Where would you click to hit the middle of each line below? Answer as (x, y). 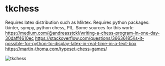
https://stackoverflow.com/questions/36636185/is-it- (89, 38)
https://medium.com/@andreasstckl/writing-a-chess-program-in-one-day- (82, 33)
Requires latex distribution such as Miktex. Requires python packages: (77, 22)
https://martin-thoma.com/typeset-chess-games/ (56, 49)
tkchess (22, 9)
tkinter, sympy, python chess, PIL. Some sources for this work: (69, 27)
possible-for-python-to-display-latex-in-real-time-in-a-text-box (71, 43)
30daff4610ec (19, 38)
